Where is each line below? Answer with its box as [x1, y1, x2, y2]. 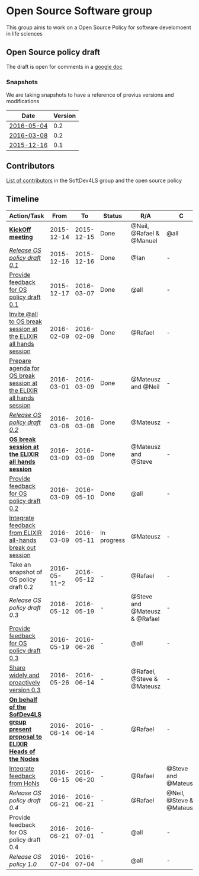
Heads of [9, 747, 36, 756]
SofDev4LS [9, 710, 41, 718]
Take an [9, 560, 31, 569]
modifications [6, 98, 40, 105]
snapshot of [9, 568, 43, 576]
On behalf [9, 695, 38, 703]
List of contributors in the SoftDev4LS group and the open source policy [6, 177, 182, 184]
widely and [9, 671, 40, 679]
